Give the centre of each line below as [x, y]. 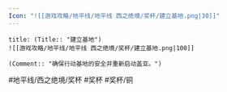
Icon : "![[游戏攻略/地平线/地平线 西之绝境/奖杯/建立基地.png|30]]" [114, 16]
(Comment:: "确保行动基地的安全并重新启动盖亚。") [85, 64]
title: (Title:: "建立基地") [55, 40]
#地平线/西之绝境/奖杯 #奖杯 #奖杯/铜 [71, 79]
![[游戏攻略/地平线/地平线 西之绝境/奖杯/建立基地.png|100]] [101, 48]
